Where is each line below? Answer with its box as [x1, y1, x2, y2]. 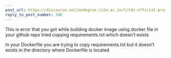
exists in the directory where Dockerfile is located [5, 47, 109, 53]
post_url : [5, 7, 26, 13]
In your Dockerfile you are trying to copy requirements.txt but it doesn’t [5, 41, 155, 47]
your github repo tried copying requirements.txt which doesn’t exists [5, 32, 149, 38]
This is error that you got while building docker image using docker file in [5, 26, 159, 32]
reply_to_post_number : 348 [5, 12, 63, 17]
